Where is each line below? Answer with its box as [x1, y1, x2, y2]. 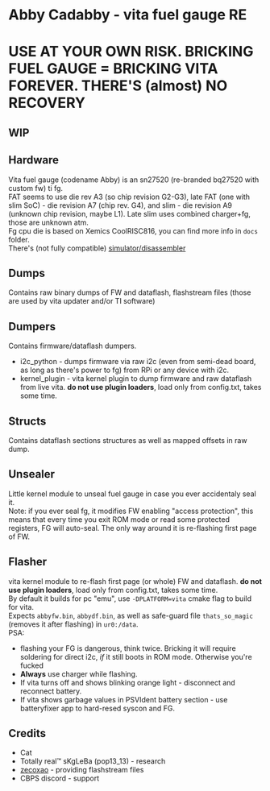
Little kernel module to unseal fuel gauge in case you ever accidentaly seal [8, 489, 256, 499]
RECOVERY [8, 94, 86, 112]
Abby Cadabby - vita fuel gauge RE [8, 6, 247, 24]
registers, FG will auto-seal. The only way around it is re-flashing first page [8, 523, 257, 532]
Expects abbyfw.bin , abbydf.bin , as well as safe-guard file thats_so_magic [8, 611, 254, 620]
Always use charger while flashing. [19, 669, 138, 678]
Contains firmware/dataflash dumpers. [8, 341, 137, 351]
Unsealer [8, 467, 55, 481]
